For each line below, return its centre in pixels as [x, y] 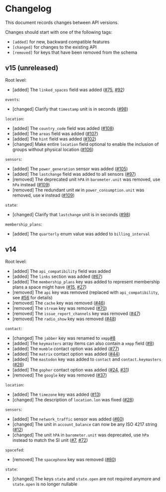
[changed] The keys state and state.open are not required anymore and [86, 479]
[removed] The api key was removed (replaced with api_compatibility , [85, 292]
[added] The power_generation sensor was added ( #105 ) [70, 169]
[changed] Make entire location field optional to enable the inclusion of [85, 144]
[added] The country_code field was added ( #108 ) [63, 128]
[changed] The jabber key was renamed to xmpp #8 [64, 338]
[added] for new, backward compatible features [61, 42]
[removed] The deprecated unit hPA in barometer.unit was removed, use [86, 179]
